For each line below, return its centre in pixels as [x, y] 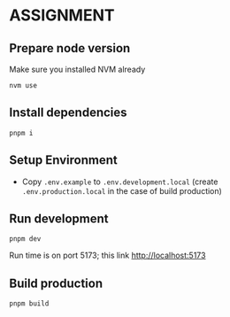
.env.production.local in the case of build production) [122, 190]
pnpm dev [25, 239]
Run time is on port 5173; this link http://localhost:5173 [107, 255]
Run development [59, 219]
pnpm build [29, 304]
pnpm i [21, 133]
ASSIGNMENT [62, 15]
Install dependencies [68, 113]
